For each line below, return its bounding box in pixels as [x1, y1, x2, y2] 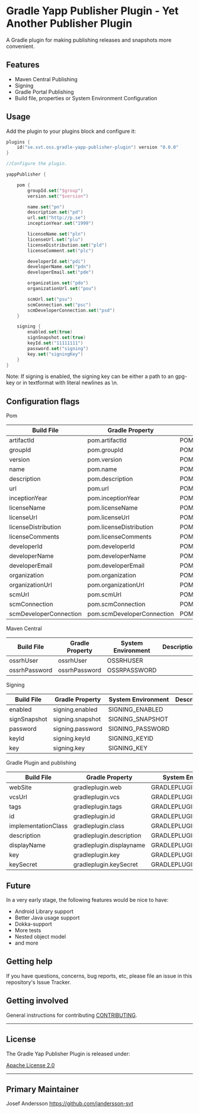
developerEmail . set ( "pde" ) [27, 269, 94, 275]
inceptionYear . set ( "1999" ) [27, 221, 94, 227]
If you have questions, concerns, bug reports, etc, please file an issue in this [6, 972, 192, 980]
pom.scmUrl [87, 590, 121, 599]
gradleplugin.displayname [73, 841, 146, 850]
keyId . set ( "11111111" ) [27, 340, 84, 346]
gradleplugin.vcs [73, 793, 120, 802]
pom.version [87, 456, 123, 464]
